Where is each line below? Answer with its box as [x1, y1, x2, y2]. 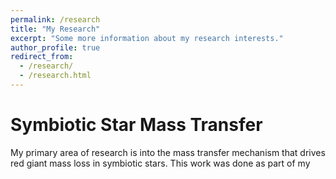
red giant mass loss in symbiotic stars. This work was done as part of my [10, 157, 311, 169]
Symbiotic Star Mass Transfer [10, 114, 263, 136]
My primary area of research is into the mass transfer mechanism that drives [10, 146, 326, 158]
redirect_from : [10, 52, 74, 62]
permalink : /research [10, 14, 101, 25]
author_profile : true [10, 42, 101, 53]
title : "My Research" [10, 24, 101, 34]
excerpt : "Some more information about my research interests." [10, 33, 284, 43]
